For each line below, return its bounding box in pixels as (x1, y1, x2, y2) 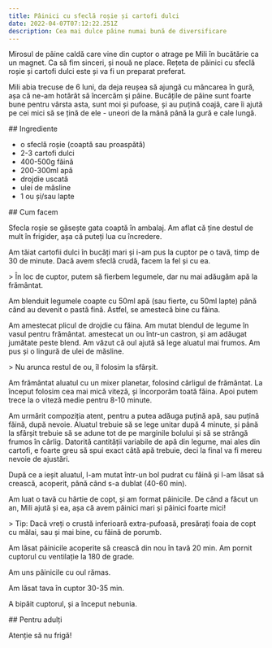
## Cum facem (8, 207, 58, 217)
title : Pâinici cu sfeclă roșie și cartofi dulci (8, 11, 180, 20)
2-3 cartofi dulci (19, 148, 75, 159)
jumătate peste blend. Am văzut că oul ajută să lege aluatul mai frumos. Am (8, 338, 261, 348)
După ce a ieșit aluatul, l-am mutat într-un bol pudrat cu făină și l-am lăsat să (8, 470, 265, 480)
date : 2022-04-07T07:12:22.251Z (8, 20, 118, 28)
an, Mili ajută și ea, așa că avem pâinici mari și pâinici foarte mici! (8, 503, 227, 513)
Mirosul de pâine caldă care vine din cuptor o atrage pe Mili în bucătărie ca (8, 50, 259, 59)
